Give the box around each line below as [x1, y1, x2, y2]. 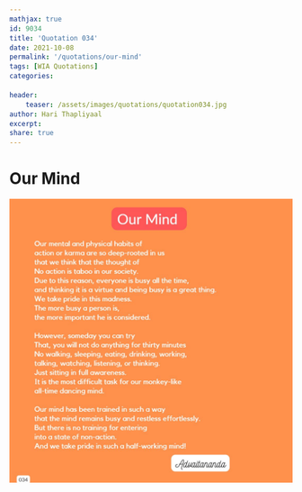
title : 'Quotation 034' [9, 33, 99, 42]
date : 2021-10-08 [9, 43, 75, 52]
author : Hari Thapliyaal [9, 109, 102, 119]
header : [9, 90, 39, 99]
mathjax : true [9, 14, 63, 23]
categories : [9, 72, 54, 81]
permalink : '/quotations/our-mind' [9, 52, 143, 62]
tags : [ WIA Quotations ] [9, 62, 99, 71]
